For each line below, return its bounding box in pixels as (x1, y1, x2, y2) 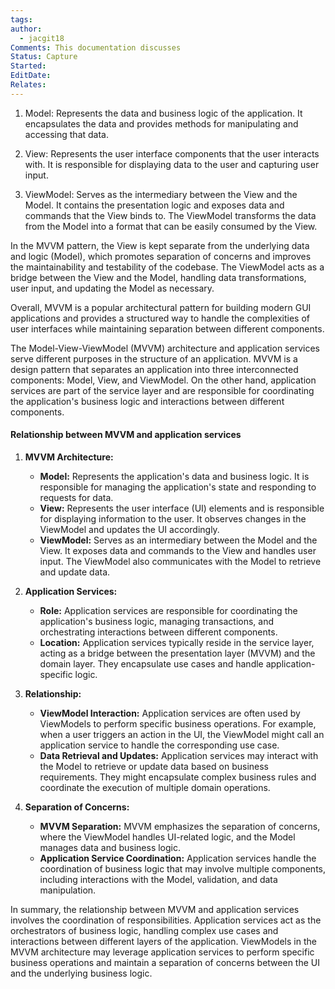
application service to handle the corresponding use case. (39, 739, 280, 751)
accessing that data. (24, 128, 109, 140)
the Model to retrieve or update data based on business (39, 760, 269, 772)
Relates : (10, 80, 47, 90)
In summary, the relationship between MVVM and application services (10, 903, 300, 915)
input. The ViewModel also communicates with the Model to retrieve (39, 555, 322, 567)
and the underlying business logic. (10, 967, 153, 979)
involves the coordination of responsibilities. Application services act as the (10, 914, 322, 926)
